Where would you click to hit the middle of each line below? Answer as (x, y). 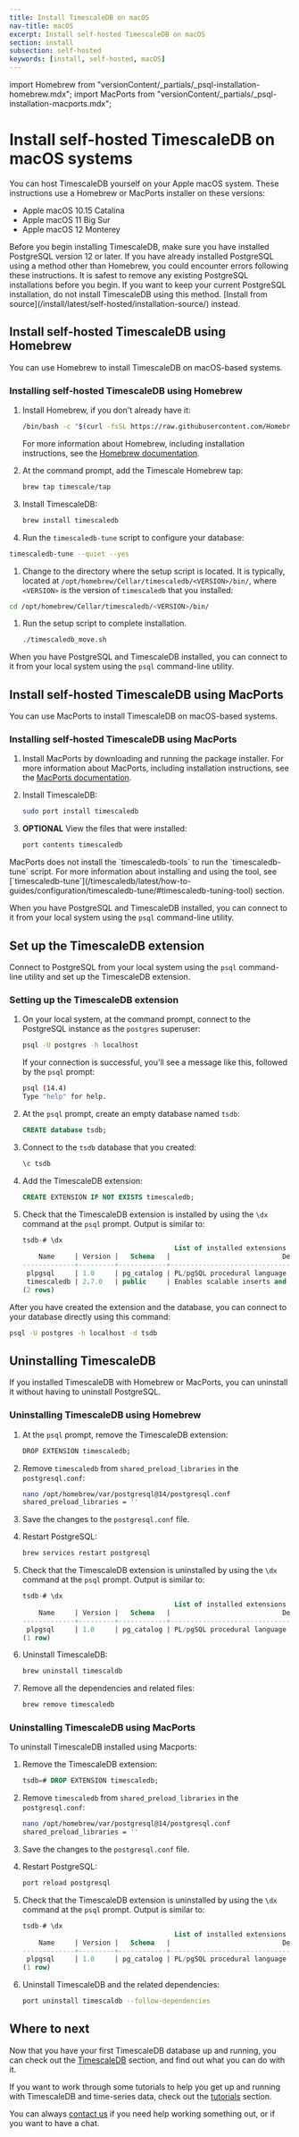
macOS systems (71, 159)
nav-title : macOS (42, 26)
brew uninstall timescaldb (72, 1671)
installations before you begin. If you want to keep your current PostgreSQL (148, 285)
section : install (42, 43)
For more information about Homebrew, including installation (133, 443)
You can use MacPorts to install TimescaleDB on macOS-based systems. (144, 716)
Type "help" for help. (64, 1097)
